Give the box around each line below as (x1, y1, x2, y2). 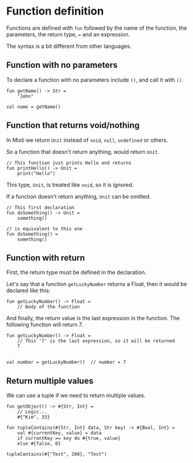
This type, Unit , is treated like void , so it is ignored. (6, 181, 134, 188)
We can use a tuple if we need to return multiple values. (6, 392, 146, 399)
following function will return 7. (6, 321, 83, 328)
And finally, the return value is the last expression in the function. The (6, 315, 180, 322)
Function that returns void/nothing (6, 120, 140, 131)
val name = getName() (6, 104, 61, 110)
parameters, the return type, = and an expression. (6, 30, 130, 38)
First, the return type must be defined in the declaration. (6, 268, 147, 276)
